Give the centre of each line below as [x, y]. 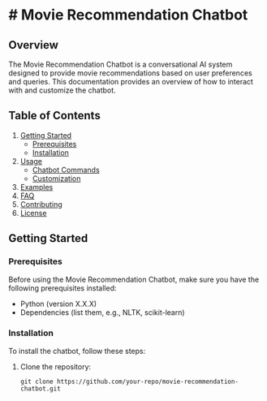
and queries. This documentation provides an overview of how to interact [131, 82]
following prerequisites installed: [62, 288]
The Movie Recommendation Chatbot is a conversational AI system [121, 64]
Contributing [41, 204]
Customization [56, 178]
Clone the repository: [56, 366]
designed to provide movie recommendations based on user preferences [131, 73]
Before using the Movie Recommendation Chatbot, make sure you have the [134, 279]
